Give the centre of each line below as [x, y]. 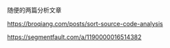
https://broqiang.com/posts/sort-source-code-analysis [85, 24]
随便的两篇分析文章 [34, 10]
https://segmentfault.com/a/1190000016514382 [75, 37]
